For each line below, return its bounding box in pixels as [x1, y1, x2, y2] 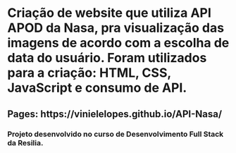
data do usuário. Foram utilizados [7, 50, 207, 66]
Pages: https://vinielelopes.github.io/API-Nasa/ [7, 108, 223, 120]
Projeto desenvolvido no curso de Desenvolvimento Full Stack [7, 129, 224, 139]
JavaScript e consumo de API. [7, 80, 187, 96]
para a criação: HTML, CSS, [7, 65, 171, 81]
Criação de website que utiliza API [7, 5, 211, 21]
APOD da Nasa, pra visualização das [7, 20, 224, 36]
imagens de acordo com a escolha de [7, 35, 230, 51]
